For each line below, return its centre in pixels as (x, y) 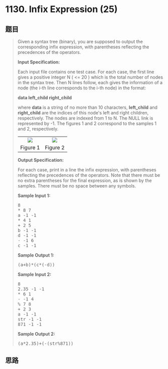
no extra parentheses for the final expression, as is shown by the (85, 180)
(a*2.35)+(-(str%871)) (46, 344)
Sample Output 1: (36, 255)
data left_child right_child (45, 98)
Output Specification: (40, 160)
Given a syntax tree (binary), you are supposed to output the (80, 42)
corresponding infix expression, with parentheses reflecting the (83, 47)
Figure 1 (30, 147)
